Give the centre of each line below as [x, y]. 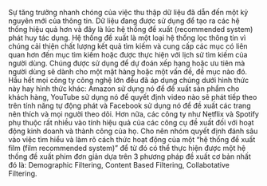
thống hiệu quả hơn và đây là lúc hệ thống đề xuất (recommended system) [131, 29]
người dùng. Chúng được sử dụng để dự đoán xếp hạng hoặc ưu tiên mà [127, 63]
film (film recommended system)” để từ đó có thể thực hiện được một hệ [127, 148]
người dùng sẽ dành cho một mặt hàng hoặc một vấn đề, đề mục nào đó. [128, 71]
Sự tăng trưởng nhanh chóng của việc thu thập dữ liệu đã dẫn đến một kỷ [128, 12]
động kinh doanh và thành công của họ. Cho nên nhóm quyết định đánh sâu [133, 131]
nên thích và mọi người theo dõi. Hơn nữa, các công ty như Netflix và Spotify [133, 114]
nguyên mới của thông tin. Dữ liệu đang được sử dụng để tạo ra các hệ [124, 21]
